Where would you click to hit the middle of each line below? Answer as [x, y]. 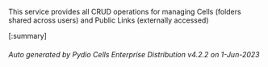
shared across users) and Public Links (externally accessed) [109, 20]
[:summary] [27, 36]
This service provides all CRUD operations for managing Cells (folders [125, 12]
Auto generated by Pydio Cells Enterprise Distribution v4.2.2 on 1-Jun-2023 [134, 54]
